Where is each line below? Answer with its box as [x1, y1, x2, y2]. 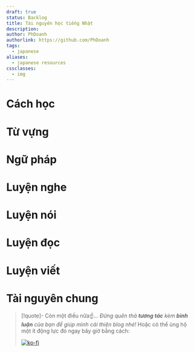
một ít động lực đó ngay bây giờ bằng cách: [21, 327, 130, 334]
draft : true [6, 8, 36, 15]
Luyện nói [6, 208, 57, 222]
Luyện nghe [6, 180, 67, 194]
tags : [6, 43, 20, 49]
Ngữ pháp [6, 152, 57, 166]
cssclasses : [6, 65, 36, 72]
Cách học [6, 97, 56, 111]
